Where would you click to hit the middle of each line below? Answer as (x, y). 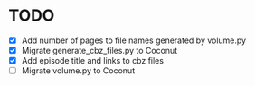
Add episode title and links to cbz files (93, 61)
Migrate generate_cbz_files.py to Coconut (99, 51)
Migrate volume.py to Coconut (78, 71)
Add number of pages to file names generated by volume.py (133, 40)
